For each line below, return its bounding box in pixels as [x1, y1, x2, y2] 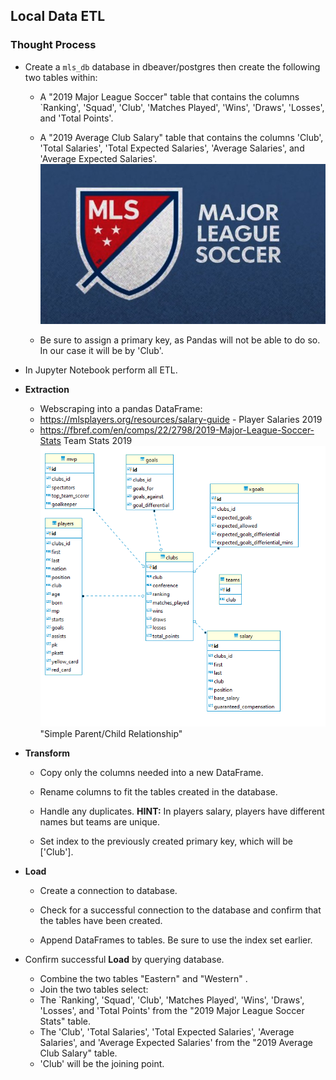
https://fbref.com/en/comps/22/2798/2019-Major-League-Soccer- [39, 424, 315, 436]
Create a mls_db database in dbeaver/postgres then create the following [24, 60, 321, 73]
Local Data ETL [10, 8, 106, 25]
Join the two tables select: [39, 984, 149, 996]
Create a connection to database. [39, 885, 178, 897]
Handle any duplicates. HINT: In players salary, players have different [39, 805, 325, 818]
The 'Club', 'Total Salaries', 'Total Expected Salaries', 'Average [39, 1026, 295, 1038]
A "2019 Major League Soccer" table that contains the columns [39, 90, 300, 103]
